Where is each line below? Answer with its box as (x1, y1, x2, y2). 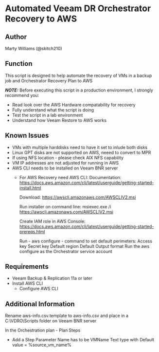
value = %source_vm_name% (12, 342, 72, 348)
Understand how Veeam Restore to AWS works (12, 117, 107, 123)
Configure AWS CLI (19, 286, 58, 292)
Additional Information (5, 300, 75, 308)
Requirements (5, 262, 49, 271)
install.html (19, 185, 41, 190)
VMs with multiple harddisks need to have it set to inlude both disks (12, 144, 147, 150)
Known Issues (5, 131, 49, 140)
